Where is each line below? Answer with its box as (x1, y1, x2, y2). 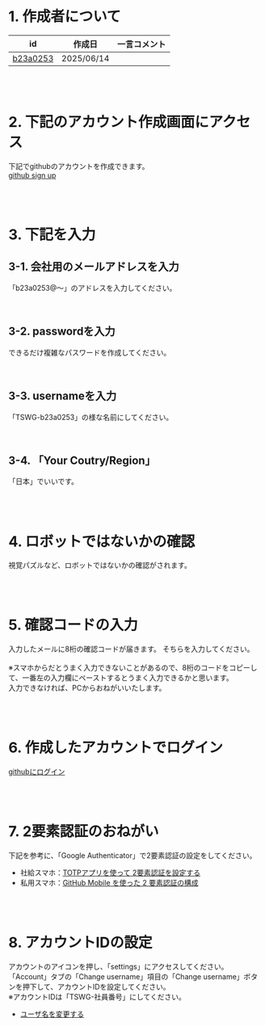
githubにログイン (8, 767, 65, 776)
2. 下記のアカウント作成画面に (8, 113, 209, 132)
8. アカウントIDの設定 (8, 934, 153, 952)
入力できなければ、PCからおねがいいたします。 (8, 683, 166, 693)
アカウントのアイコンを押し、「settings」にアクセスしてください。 (8, 962, 229, 971)
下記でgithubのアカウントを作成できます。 (8, 161, 149, 170)
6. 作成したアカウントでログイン (8, 738, 224, 757)
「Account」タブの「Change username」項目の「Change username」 (8, 972, 244, 982)
